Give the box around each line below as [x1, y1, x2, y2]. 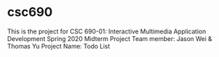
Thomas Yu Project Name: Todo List [7, 42, 111, 50]
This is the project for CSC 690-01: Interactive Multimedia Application [7, 27, 206, 35]
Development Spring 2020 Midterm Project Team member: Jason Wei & [7, 34, 213, 42]
